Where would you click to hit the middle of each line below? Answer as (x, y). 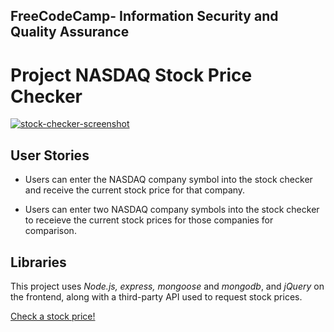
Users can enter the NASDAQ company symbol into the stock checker (168, 180)
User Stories (50, 155)
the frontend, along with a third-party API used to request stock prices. (156, 296)
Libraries (38, 262)
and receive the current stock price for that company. (135, 190)
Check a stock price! (53, 316)
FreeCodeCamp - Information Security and (144, 16)
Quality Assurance (70, 32)
